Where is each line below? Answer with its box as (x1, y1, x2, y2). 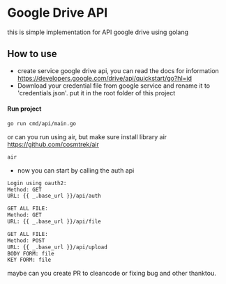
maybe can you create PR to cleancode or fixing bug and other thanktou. (7, 269, 216, 278)
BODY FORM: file (7, 250, 54, 257)
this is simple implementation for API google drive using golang (7, 28, 189, 36)
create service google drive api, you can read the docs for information (17, 66, 220, 74)
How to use (7, 48, 57, 60)
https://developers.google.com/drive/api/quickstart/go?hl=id (17, 74, 193, 82)
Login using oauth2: (7, 180, 68, 187)
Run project (7, 104, 42, 113)
